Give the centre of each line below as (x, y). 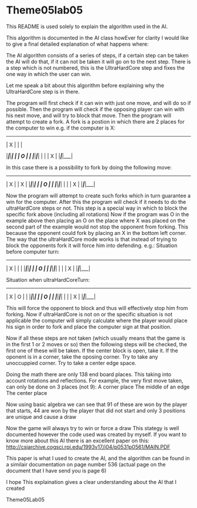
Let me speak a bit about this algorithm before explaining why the (85, 85)
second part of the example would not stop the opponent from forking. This (97, 227)
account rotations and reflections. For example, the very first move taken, (95, 380)
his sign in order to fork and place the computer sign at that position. (89, 326)
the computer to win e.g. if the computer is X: (61, 128)
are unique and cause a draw (41, 417)
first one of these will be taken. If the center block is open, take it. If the (92, 350)
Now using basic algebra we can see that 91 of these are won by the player (97, 404)
